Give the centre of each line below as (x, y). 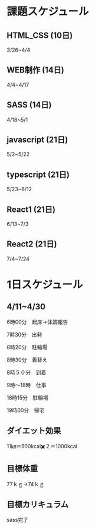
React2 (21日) (32, 244)
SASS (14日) (29, 105)
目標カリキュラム (38, 504)
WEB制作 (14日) (35, 70)
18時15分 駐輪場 (28, 397)
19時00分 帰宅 (26, 410)
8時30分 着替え (27, 360)
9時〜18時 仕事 (27, 385)
